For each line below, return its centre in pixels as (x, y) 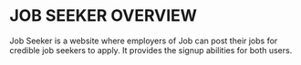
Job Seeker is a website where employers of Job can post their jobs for (144, 41)
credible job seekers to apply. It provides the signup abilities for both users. (151, 50)
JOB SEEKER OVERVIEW (104, 16)
